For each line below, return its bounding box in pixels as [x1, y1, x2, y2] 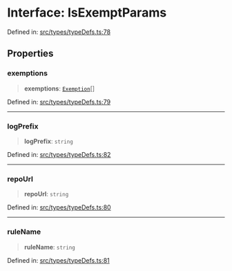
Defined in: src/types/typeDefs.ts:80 [7, 203, 112, 212]
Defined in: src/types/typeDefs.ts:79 [7, 97, 111, 106]
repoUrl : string [23, 190, 69, 198]
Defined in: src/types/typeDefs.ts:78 [7, 28, 111, 36]
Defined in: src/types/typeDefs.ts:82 [7, 150, 111, 158]
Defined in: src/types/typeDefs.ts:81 [7, 256, 110, 264]
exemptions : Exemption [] [23, 84, 95, 93]
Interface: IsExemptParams [7, 5, 167, 21]
